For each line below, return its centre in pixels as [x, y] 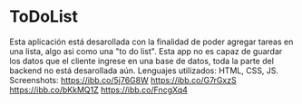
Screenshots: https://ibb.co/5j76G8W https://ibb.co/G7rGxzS [123, 80]
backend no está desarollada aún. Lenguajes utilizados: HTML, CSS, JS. [144, 71]
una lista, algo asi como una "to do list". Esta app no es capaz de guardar [146, 51]
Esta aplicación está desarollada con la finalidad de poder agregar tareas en [151, 42]
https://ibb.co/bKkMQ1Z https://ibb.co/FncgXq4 [98, 90]
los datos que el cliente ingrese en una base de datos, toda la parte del [142, 61]
